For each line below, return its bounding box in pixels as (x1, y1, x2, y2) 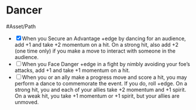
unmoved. (14, 98, 39, 105)
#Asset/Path (6, 23, 36, 30)
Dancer (6, 4, 43, 17)
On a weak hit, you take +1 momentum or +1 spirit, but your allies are (14, 92, 180, 99)
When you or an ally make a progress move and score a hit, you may (22, 74, 187, 81)
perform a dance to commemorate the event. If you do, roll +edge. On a (14, 80, 187, 87)
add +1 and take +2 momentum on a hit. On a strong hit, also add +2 (14, 41, 178, 48)
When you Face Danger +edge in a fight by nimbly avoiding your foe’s (22, 60, 190, 67)
